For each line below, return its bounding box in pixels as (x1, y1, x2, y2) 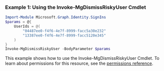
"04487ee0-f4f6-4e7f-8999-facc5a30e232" (23, 28, 106, 33)
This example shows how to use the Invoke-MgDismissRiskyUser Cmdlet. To (5, 55, 160, 61)
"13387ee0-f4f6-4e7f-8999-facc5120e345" (23, 33, 106, 38)
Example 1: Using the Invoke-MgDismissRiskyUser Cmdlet (5, 4, 146, 11)
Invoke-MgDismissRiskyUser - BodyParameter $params (5, 47, 111, 52)
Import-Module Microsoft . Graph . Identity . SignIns (5, 15, 106, 20)
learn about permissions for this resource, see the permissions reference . (5, 60, 153, 67)
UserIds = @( (14, 24, 41, 29)
